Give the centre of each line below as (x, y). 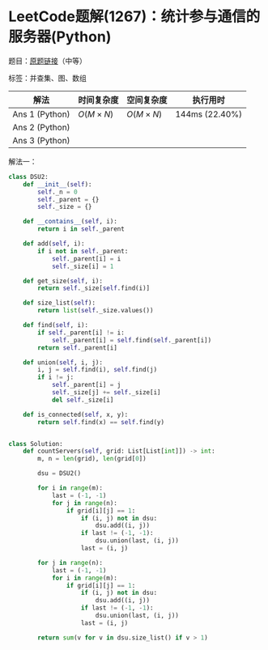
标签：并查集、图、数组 (47, 78)
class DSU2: (28, 176)
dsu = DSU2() (60, 474)
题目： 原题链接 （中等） (47, 61)
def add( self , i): (54, 244)
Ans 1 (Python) (41, 114)
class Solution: (36, 444)
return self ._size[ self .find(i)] (94, 288)
